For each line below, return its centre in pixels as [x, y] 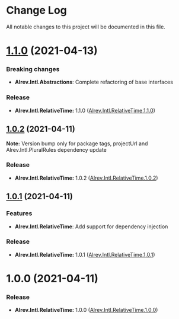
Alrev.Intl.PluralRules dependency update [56, 149]
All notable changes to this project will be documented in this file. [86, 27]
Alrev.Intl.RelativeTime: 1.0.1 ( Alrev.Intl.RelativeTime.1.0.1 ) [85, 254]
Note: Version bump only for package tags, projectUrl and [77, 143]
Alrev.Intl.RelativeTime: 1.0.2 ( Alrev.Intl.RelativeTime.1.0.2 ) [86, 178]
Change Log [36, 10]
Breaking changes [33, 69]
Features [19, 213]
